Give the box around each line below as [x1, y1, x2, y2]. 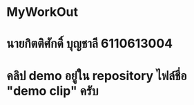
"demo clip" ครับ [6, 83, 99, 99]
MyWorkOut [6, 4, 79, 20]
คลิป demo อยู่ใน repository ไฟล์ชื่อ [6, 68, 187, 84]
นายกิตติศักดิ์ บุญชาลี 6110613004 [6, 36, 173, 52]
